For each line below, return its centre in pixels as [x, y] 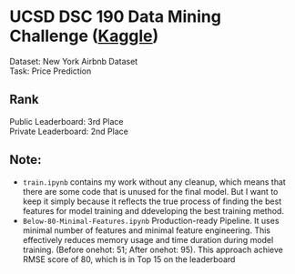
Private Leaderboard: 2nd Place [69, 131]
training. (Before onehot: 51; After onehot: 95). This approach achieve [153, 249]
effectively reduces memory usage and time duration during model [148, 239]
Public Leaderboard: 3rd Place [66, 121]
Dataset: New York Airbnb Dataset [74, 61]
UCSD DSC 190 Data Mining [115, 17]
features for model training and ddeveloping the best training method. [153, 210]
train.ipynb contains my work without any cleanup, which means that [154, 182]
